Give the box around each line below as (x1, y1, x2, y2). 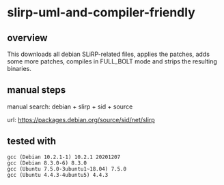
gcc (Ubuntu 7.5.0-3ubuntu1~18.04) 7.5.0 (7, 165, 127, 172)
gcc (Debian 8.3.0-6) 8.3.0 (7, 159, 87, 167)
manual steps (7, 84, 66, 96)
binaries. (7, 65, 32, 72)
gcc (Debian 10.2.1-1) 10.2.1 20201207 (7, 154, 121, 160)
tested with (7, 135, 57, 147)
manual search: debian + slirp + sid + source (7, 102, 133, 111)
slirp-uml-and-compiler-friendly (7, 5, 196, 20)
